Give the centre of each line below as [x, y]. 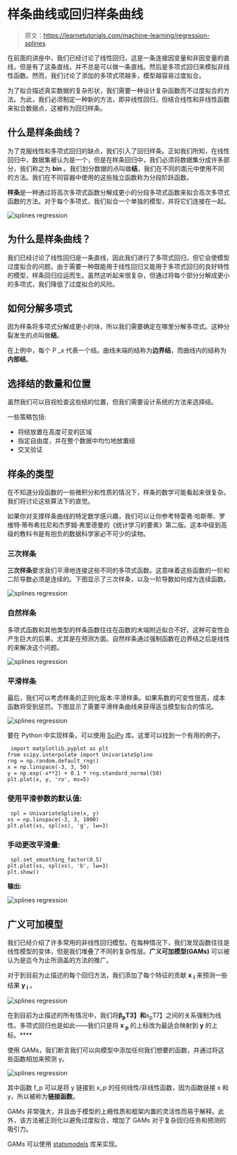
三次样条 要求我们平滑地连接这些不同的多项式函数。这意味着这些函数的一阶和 [119, 570]
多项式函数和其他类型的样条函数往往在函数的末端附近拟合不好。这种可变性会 [119, 629]
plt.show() [23, 872]
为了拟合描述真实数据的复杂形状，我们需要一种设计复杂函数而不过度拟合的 [115, 90]
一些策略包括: [27, 417]
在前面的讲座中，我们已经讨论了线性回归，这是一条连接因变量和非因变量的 [115, 58]
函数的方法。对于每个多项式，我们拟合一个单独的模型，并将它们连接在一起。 [119, 201]
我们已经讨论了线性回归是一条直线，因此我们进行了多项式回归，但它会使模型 [119, 258]
